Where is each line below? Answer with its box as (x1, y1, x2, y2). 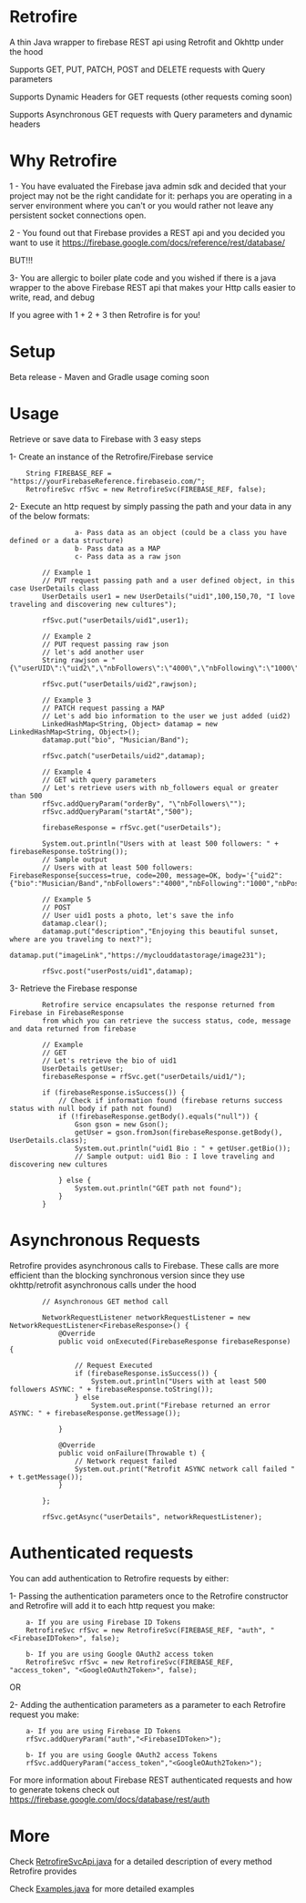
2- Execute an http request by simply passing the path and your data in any (9, 500, 292, 511)
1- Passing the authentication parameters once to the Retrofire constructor (9, 1590, 289, 1601)
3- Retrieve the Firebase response (9, 982, 138, 993)
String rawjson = (42, 655, 107, 664)
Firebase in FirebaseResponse (9, 1008, 125, 1017)
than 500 (9, 791, 43, 800)
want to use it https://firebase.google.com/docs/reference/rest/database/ (9, 237, 285, 248)
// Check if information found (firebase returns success (57, 1096, 283, 1105)
